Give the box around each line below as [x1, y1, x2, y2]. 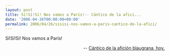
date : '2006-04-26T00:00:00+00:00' [5, 17, 80, 22]
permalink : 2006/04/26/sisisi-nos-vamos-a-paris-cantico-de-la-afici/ [5, 21, 157, 27]
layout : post [5, 7, 33, 13]
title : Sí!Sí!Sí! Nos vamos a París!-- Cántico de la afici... [5, 12, 142, 17]
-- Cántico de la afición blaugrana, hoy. [83, 45, 165, 51]
